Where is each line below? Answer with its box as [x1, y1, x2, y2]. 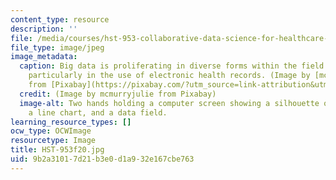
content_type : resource [10, 14, 110, 25]
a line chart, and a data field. [28, 107, 168, 118]
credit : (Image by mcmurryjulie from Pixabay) [19, 89, 217, 99]
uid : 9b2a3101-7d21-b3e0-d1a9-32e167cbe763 [10, 154, 195, 164]
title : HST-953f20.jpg [10, 145, 105, 155]
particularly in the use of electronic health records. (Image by [28, 71, 311, 81]
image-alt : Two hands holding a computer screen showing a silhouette [19, 98, 320, 108]
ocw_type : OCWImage [10, 126, 92, 136]
